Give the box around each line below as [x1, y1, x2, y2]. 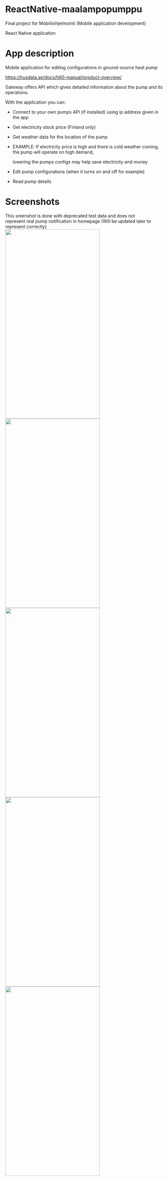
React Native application [5, 30, 56, 36]
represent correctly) [5, 223, 47, 229]
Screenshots [5, 196, 60, 208]
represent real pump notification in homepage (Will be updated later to [5, 218, 151, 224]
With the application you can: [5, 99, 66, 105]
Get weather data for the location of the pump [12, 134, 108, 140]
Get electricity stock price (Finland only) [12, 124, 96, 130]
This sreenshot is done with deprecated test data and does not [5, 213, 135, 219]
